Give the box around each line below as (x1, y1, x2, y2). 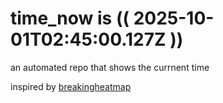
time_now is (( (10, 7, 130, 30)
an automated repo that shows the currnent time (10, 61, 210, 73)
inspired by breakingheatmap (10, 80, 132, 92)
